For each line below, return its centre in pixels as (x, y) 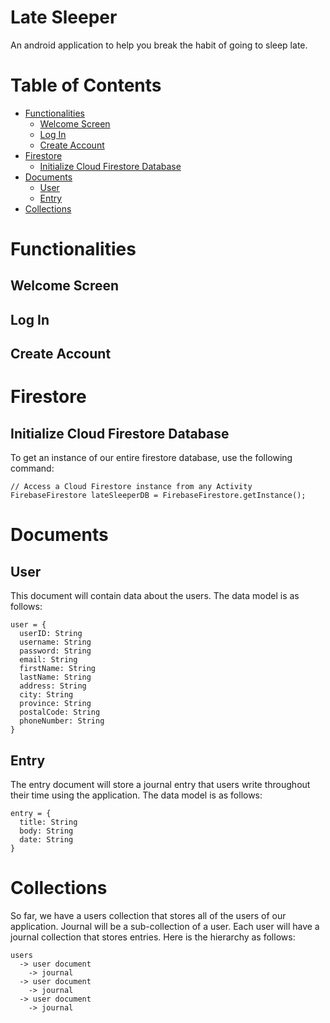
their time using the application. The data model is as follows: (136, 795)
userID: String (51, 634)
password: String (55, 651)
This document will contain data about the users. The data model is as (155, 596)
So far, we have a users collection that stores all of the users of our (148, 915)
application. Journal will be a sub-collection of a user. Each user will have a (165, 926)
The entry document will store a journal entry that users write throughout (160, 785)
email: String (48, 660)
